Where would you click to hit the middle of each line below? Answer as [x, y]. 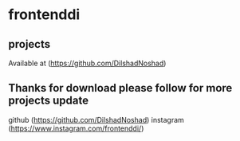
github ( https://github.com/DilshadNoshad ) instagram [96, 119]
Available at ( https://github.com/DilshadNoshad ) [87, 63]
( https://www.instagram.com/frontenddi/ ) [76, 128]
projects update [49, 101]
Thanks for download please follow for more [120, 88]
